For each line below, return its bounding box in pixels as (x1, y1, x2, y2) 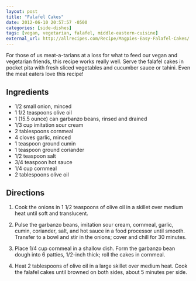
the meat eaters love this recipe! (6, 71, 84, 77)
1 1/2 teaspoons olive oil (14, 109, 72, 116)
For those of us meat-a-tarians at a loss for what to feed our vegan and (6, 52, 177, 58)
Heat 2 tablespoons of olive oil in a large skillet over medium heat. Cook (14, 262, 188, 269)
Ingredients (6, 87, 49, 97)
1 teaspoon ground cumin (14, 140, 76, 147)
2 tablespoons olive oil (14, 171, 69, 178)
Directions (6, 188, 45, 198)
